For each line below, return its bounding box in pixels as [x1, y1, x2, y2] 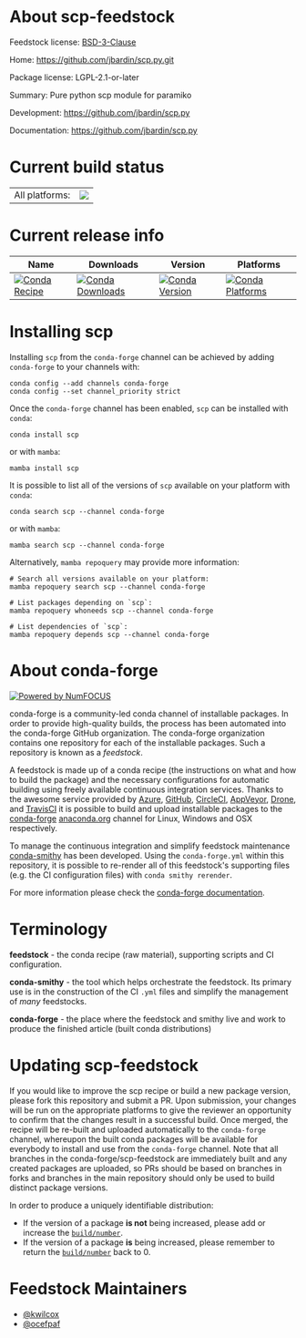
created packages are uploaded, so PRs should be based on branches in [9, 1162, 282, 1173]
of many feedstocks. [9, 995, 87, 1006]
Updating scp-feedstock [9, 1055, 199, 1076]
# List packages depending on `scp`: [9, 598, 153, 607]
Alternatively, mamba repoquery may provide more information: [9, 556, 240, 567]
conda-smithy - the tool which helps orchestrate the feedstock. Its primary [9, 976, 292, 987]
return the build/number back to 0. [22, 1246, 151, 1257]
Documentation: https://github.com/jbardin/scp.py [9, 125, 198, 136]
